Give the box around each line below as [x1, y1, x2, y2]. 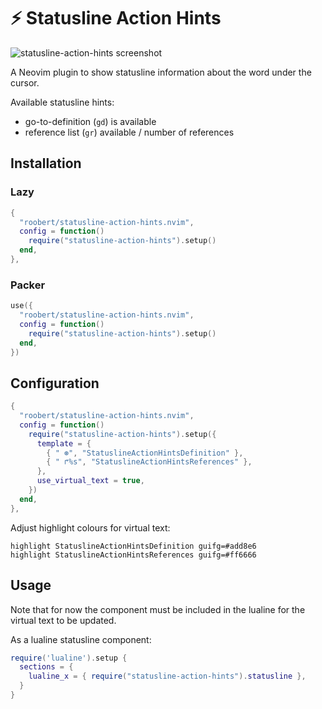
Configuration [10, 375, 100, 392]
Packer [10, 278, 46, 292]
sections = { [19, 662, 74, 672]
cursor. [10, 76, 40, 89]
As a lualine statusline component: [10, 633, 152, 645]
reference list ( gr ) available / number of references [24, 126, 235, 138]
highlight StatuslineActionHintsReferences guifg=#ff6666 [10, 550, 257, 560]
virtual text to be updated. [10, 614, 117, 626]
